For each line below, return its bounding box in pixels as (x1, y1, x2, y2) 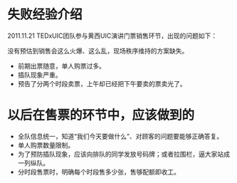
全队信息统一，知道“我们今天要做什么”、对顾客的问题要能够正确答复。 (17, 132, 223, 140)
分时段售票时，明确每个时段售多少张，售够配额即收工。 (17, 167, 180, 176)
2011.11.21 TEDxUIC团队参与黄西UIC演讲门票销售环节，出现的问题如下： (7, 31, 218, 40)
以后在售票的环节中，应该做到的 (7, 108, 195, 123)
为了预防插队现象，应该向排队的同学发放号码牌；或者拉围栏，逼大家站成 (17, 150, 230, 158)
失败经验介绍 (7, 6, 83, 23)
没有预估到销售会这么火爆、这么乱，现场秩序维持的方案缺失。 (7, 46, 189, 55)
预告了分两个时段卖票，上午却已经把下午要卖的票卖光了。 (17, 79, 186, 88)
